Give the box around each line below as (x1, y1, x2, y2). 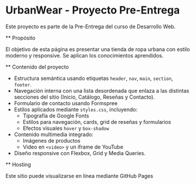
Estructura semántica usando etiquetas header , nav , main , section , (13, 75, 174, 82)
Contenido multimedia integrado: (13, 130, 94, 138)
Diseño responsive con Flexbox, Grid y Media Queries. (13, 149, 146, 156)
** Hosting (5, 161, 31, 168)
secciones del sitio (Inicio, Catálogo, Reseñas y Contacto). (13, 93, 155, 100)
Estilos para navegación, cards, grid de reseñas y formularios (22, 118, 171, 125)
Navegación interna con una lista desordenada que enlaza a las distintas (13, 87, 190, 94)
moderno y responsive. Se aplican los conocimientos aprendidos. (5, 52, 164, 59)
